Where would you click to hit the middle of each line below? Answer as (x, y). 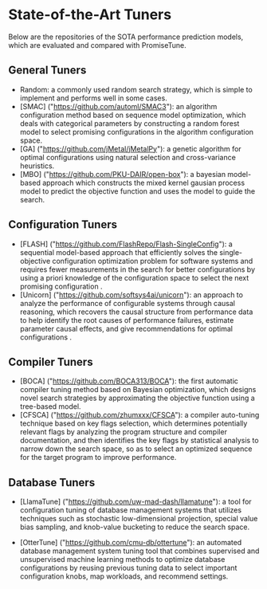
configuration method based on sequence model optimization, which (133, 115)
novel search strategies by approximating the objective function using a (137, 398)
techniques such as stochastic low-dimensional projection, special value (139, 519)
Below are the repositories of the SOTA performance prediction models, (126, 37)
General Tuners (47, 71)
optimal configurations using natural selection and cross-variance (128, 157)
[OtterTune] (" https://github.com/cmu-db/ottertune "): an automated (131, 543)
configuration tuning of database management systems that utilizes (130, 510)
